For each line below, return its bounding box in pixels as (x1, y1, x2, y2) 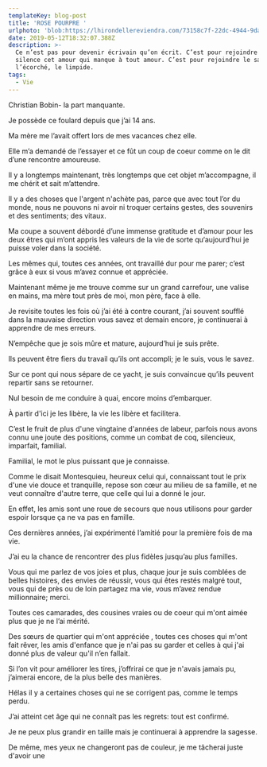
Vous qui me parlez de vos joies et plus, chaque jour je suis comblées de (8, 567, 246, 576)
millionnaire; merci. (8, 592, 71, 602)
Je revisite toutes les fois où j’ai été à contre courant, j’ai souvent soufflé (8, 306, 245, 316)
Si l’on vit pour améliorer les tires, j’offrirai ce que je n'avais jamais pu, (8, 664, 237, 673)
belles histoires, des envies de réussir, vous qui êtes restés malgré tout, (8, 575, 242, 585)
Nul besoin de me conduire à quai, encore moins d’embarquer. (8, 393, 212, 402)
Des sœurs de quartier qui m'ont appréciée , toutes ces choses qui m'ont (8, 631, 248, 641)
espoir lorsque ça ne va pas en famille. (8, 512, 135, 521)
